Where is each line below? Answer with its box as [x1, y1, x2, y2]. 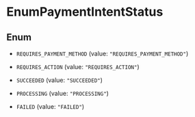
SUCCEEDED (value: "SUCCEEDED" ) [16, 76, 103, 84]
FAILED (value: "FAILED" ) [16, 103, 85, 110]
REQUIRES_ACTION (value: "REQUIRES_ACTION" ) [16, 63, 140, 70]
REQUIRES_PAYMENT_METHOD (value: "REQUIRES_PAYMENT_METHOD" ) [16, 49, 189, 57]
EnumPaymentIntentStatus [6, 4, 164, 20]
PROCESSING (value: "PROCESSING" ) [16, 90, 109, 97]
